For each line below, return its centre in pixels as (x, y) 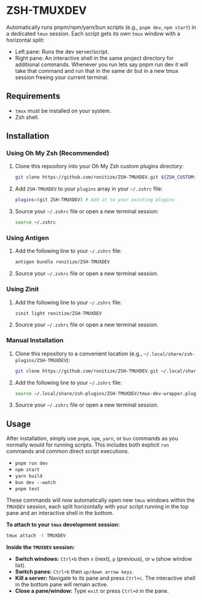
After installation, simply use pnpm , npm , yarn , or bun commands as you (92, 439)
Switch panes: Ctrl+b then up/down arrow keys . (74, 572)
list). (20, 565)
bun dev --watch (35, 483)
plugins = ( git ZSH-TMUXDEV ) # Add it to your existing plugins (95, 200)
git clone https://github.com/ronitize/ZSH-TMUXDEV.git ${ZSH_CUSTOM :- (107, 177)
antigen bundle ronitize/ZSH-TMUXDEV (62, 262)
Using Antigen (28, 237)
